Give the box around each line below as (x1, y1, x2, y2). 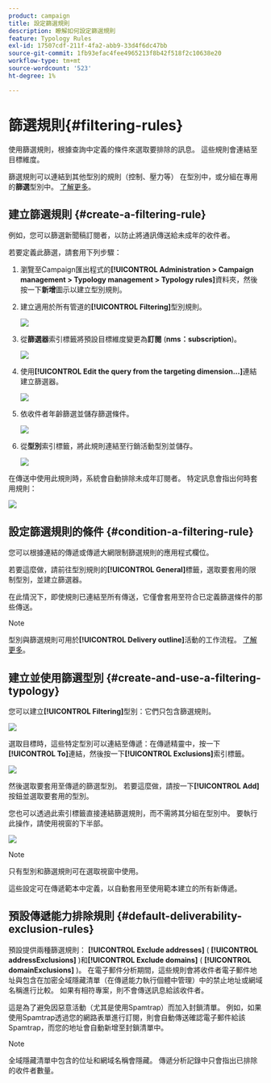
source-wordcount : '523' (8, 65, 92, 73)
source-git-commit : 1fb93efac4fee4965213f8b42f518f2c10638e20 (8, 49, 222, 57)
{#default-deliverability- (116, 909, 242, 923)
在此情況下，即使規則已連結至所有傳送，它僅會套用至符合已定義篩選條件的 (8, 592, 256, 602)
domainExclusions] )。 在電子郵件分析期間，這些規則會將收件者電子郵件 (8, 965, 250, 975)
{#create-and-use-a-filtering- (106, 671, 261, 684)
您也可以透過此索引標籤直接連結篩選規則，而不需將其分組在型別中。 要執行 (8, 809, 258, 817)
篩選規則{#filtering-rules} (8, 116, 184, 134)
